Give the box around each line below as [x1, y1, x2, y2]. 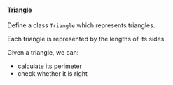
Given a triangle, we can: [7, 48, 79, 57]
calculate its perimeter [17, 62, 83, 70]
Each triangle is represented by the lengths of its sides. [7, 35, 166, 44]
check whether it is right [17, 70, 88, 78]
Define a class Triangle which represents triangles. [7, 21, 155, 30]
